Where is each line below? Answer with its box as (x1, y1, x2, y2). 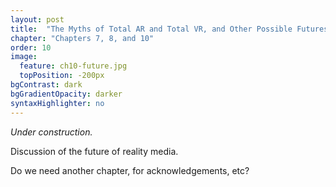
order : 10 (10, 42, 52, 53)
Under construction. (10, 126, 93, 138)
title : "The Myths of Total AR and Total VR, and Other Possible (10, 24, 293, 34)
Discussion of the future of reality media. (10, 145, 179, 157)
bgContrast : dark (10, 80, 83, 90)
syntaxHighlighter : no (10, 98, 105, 108)
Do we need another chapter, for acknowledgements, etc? (10, 164, 250, 176)
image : (10, 52, 38, 62)
